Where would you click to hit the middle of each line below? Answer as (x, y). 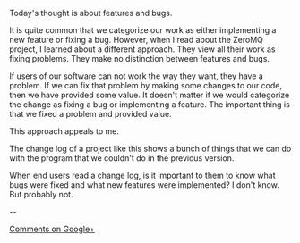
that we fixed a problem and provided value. (90, 114)
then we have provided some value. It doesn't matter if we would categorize (150, 95)
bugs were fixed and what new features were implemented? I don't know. (144, 185)
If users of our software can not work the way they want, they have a (137, 76)
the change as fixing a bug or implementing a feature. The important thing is (150, 105)
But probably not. (41, 194)
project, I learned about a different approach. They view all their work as (142, 49)
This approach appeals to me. (64, 131)
